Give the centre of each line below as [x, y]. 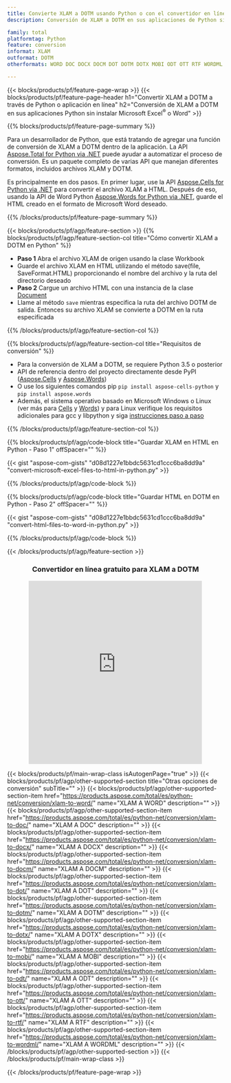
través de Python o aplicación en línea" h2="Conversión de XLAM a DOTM [113, 105]
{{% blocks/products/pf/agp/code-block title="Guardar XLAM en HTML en [113, 442]
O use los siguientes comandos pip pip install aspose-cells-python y [118, 387]
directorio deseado [44, 281]
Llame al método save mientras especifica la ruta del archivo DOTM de [117, 303]
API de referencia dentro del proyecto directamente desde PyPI [107, 372]
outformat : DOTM [30, 58]
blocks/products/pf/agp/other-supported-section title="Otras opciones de [112, 781]
